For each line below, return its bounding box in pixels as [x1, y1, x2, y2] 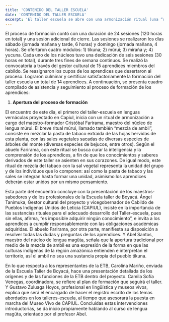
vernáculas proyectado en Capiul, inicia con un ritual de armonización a [5, 115, 154, 121]
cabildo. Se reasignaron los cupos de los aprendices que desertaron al [5, 68, 152, 74]
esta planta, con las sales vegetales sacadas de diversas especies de [5, 136, 149, 142]
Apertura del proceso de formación [12, 99, 88, 105]
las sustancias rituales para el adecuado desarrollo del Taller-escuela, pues [5, 210, 161, 216]
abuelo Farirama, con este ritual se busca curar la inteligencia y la [5, 147, 141, 153]
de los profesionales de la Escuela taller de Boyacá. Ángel [32, 194, 152, 200]
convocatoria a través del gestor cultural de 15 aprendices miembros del [5, 63, 155, 69]
